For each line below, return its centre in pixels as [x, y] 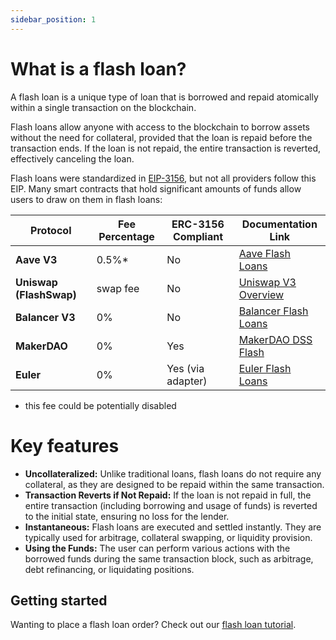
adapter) [187, 381]
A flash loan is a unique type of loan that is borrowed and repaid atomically [164, 97]
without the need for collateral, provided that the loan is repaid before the [161, 137]
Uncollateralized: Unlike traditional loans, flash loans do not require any [173, 473]
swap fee [118, 288]
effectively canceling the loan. [72, 158]
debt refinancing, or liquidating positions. [109, 569]
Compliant [198, 236]
